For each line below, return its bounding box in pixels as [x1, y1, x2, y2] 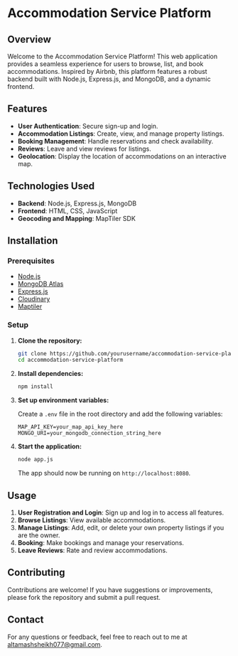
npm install [17, 383, 53, 390]
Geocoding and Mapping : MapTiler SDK [17, 214, 136, 222]
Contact [7, 613, 44, 626]
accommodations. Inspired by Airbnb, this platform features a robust [7, 68, 207, 75]
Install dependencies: [17, 370, 84, 378]
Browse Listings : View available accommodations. [17, 515, 166, 524]
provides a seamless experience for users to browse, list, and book [7, 60, 204, 68]
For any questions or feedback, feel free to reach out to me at [7, 633, 188, 641]
